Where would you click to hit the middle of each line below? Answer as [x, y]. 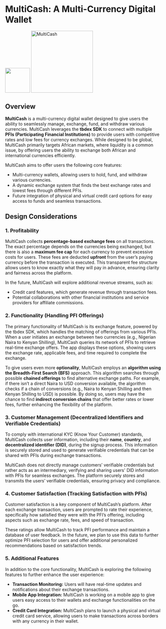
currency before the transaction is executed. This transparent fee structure [81, 262]
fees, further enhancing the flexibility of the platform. [59, 404]
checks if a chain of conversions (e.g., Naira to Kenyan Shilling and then [78, 389]
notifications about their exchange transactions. [61, 589]
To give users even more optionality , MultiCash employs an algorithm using [83, 367]
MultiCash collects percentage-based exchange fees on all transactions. [80, 241]
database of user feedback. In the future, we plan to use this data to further [82, 535]
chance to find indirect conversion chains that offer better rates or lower [80, 399]
